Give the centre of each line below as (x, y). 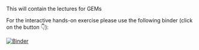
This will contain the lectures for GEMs (54, 9)
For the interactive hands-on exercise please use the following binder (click (99, 20)
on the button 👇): (28, 27)
